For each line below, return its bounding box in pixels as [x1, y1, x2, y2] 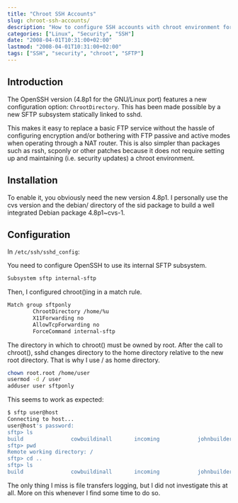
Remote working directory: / [7, 448, 93, 456]
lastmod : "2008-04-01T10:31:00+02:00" [7, 43, 122, 50]
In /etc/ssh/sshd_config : [7, 247, 80, 256]
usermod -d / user [7, 376, 62, 383]
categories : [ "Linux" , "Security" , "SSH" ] [7, 30, 135, 38]
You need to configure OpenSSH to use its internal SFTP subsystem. [7, 261, 208, 270]
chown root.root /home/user [7, 369, 91, 376]
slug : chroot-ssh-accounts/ [7, 17, 91, 24]
